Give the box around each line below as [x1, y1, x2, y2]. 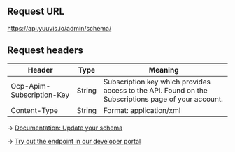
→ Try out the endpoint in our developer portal [7, 137, 141, 145]
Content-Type [10, 105, 58, 115]
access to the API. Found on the [103, 85, 208, 95]
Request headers [7, 45, 84, 56]
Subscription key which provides [103, 77, 211, 86]
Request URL [7, 6, 65, 17]
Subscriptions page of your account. [103, 94, 224, 104]
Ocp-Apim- [10, 81, 51, 91]
